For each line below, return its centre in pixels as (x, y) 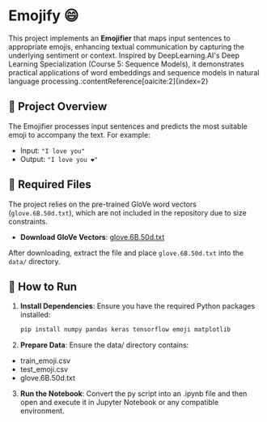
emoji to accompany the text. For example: (80, 134)
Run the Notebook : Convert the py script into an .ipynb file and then (133, 394)
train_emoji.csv (45, 361)
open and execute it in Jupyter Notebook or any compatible (119, 403)
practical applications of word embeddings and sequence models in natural (134, 72)
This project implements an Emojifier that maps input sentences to (119, 38)
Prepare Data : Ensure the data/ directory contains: (104, 345)
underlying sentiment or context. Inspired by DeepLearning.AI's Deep (124, 55)
